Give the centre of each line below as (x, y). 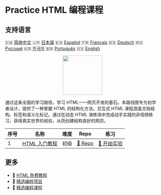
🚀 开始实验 (110, 144)
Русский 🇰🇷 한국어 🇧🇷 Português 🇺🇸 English (53, 49)
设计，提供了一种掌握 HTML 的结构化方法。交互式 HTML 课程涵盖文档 (80, 109)
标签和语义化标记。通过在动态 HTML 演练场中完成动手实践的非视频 (81, 115)
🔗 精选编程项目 (27, 181)
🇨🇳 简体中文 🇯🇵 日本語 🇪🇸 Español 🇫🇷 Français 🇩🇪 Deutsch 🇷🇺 (74, 42)
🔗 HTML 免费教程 (30, 175)
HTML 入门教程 (40, 144)
